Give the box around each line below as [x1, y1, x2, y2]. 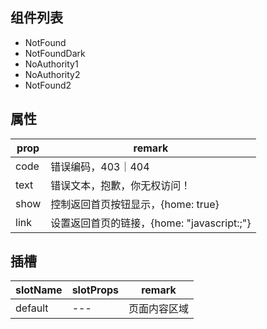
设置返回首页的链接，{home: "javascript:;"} [50, 216, 252, 230]
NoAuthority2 [24, 68, 81, 80]
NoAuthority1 [24, 58, 79, 70]
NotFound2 [24, 79, 72, 91]
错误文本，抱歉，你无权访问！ [50, 178, 192, 192]
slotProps [71, 283, 119, 297]
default [15, 301, 49, 315]
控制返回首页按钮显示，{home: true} [50, 197, 220, 211]
